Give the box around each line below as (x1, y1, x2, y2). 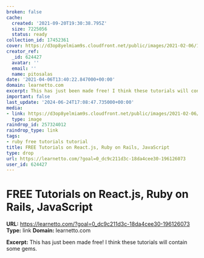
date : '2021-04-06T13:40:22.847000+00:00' (6, 76, 115, 83)
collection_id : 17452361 (6, 37, 69, 43)
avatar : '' (12, 59, 39, 66)
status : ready (12, 32, 47, 38)
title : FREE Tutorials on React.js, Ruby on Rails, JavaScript (6, 144, 170, 151)
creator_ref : (6, 49, 39, 55)
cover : (6, 43, 23, 49)
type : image (12, 116, 42, 122)
